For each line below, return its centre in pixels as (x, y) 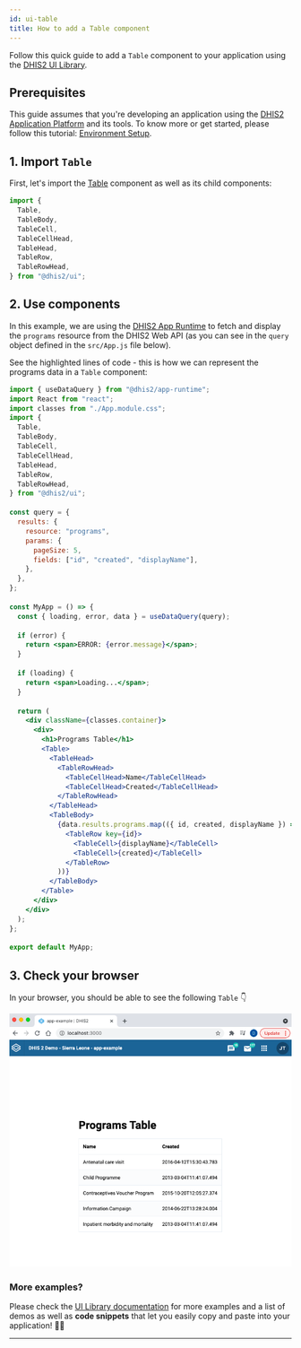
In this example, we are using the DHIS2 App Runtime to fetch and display (145, 326)
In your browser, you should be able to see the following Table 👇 (128, 998)
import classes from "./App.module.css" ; (88, 408)
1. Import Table (51, 161)
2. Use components (65, 304)
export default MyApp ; (52, 948)
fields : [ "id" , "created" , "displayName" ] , (116, 560)
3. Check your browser (74, 975)
